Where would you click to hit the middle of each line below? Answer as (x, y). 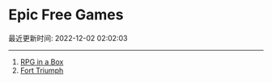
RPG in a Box (42, 61)
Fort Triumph (42, 70)
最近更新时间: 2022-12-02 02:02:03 (68, 38)
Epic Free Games (66, 15)
